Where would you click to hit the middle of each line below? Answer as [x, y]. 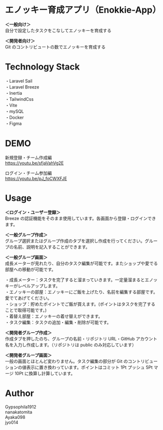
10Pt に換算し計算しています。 [45, 373]
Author [19, 393]
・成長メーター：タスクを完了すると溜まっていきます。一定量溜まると [75, 280]
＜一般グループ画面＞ [26, 257]
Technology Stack [43, 67]
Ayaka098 [15, 417]
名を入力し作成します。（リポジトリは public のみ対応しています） [71, 345]
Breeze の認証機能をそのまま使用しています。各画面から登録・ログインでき [81, 218]
